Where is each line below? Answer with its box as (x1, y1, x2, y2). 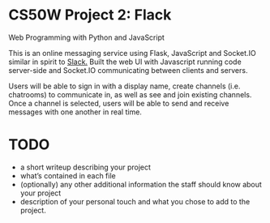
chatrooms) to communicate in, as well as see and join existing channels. (8, 89, 252, 99)
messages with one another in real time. (8, 107, 142, 117)
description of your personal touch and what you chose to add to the (19, 196, 251, 206)
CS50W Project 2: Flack (8, 6, 172, 24)
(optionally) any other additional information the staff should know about (19, 179, 262, 189)
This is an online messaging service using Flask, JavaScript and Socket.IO (8, 48, 257, 58)
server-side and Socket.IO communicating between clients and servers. (8, 65, 248, 75)
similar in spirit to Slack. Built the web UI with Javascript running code (8, 57, 242, 66)
